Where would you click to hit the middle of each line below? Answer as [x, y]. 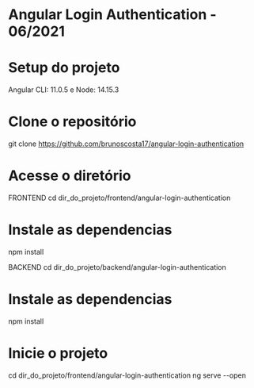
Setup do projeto [64, 68]
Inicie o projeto [58, 353]
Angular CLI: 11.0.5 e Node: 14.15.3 [64, 90]
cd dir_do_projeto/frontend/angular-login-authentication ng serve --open [127, 375]
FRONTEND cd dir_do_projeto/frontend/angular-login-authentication [119, 198]
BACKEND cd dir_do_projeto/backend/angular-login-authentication [118, 267]
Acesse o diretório [70, 176]
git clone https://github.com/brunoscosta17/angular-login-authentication [126, 144]
